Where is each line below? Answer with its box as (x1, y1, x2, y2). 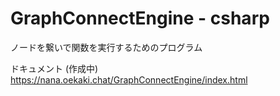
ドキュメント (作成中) (10, 62, 99, 74)
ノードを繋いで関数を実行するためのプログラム (10, 41, 203, 53)
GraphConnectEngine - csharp (10, 7, 270, 30)
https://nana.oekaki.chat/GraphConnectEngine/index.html (10, 73, 248, 86)
